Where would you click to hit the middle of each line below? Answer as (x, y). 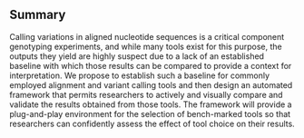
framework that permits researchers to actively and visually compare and (146, 94)
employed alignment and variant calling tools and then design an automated (151, 84)
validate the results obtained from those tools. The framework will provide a (151, 104)
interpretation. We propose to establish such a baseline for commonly (140, 75)
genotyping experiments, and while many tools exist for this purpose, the (146, 46)
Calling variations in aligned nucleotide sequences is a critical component (147, 36)
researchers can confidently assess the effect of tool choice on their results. (152, 123)
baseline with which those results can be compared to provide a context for (151, 65)
